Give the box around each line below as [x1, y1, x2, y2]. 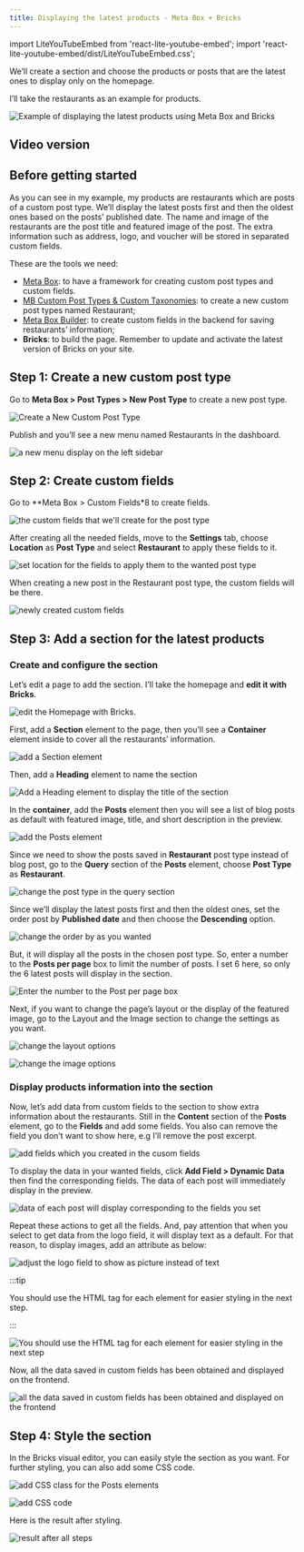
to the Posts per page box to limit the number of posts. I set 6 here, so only [9, 959, 290, 969]
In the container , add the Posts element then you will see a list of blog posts [9, 805, 296, 816]
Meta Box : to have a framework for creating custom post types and [22, 275, 274, 287]
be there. [9, 587, 44, 598]
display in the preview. [9, 1185, 93, 1196]
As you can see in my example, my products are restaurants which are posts [9, 192, 295, 203]
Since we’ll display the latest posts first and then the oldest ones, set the [9, 904, 280, 915]
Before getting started [9, 167, 138, 183]
